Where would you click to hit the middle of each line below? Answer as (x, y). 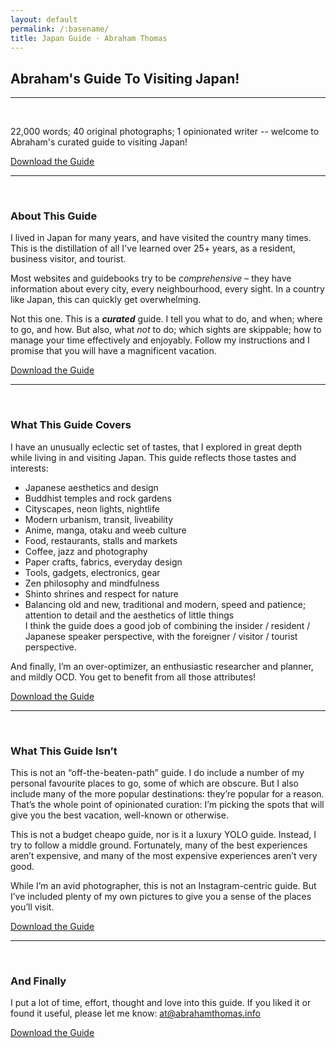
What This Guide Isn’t (64, 751)
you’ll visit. (32, 907)
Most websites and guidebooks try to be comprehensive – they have (151, 278)
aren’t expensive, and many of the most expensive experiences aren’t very (164, 856)
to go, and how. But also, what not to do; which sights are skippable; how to (166, 330)
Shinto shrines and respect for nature (101, 593)
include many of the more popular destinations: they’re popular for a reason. (167, 794)
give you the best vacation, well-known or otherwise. (119, 815)
